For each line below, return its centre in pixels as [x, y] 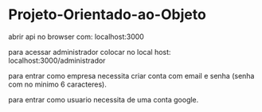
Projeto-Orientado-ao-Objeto [108, 15]
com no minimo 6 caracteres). [58, 84]
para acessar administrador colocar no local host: [90, 52]
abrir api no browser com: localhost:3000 [76, 37]
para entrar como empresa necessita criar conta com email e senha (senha [131, 75]
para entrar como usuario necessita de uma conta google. [104, 99]
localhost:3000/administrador [57, 60]
